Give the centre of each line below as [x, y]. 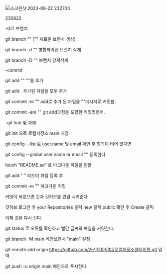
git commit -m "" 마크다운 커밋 [36, 186]
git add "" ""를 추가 [24, 80]
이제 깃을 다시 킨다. [24, 218]
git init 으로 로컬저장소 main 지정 [37, 133]
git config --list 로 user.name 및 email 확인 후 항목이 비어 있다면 [68, 144]
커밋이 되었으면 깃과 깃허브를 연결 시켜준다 [47, 197]
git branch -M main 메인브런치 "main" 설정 [48, 239]
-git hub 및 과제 [21, 123]
